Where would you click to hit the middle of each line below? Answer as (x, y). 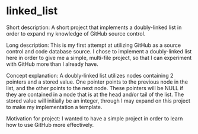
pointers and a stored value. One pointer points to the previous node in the (97, 82)
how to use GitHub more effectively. (50, 125)
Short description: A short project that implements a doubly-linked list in (94, 27)
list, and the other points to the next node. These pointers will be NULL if (95, 88)
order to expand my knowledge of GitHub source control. (76, 33)
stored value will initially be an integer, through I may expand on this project (98, 100)
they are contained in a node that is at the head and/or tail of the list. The (95, 94)
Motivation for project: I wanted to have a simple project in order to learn (95, 118)
